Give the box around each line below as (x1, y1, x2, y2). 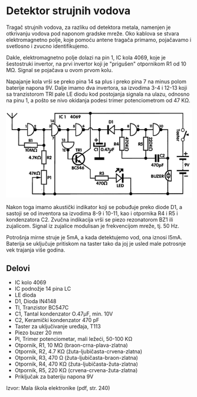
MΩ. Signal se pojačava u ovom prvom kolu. (6, 66, 113, 73)
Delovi (6, 263, 31, 273)
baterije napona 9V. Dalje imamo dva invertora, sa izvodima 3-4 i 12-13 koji (6, 84, 188, 91)
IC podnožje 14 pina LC (14, 285, 71, 292)
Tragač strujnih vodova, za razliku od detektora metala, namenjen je (6, 24, 171, 31)
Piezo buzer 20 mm (14, 329, 63, 336)
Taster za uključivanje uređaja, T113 (14, 323, 101, 330)
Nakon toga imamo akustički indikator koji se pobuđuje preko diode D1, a (6, 203, 183, 210)
